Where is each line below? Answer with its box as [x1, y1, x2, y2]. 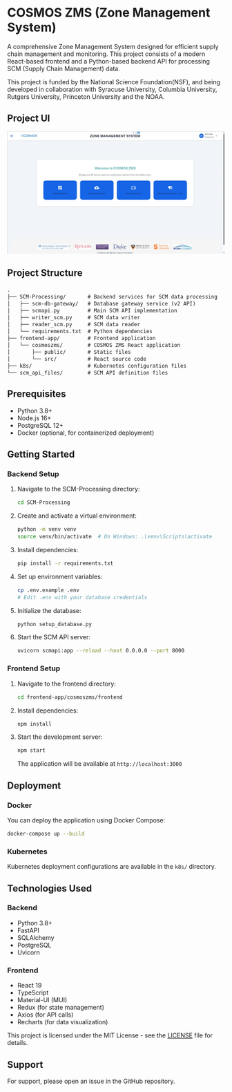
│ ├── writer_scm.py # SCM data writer [7, 314, 140, 321]
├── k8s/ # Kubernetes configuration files [7, 362, 187, 369]
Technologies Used [7, 883, 92, 894]
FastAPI [17, 926, 39, 934]
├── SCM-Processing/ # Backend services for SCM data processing [7, 293, 217, 300]
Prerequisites [7, 388, 66, 400]
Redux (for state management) [17, 1004, 105, 1012]
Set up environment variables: [17, 572, 103, 581]
